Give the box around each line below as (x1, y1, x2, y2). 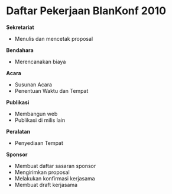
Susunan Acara (14, 81, 52, 88)
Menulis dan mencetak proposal (14, 35, 93, 42)
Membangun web (14, 110, 58, 117)
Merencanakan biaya (14, 58, 66, 65)
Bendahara (6, 46, 34, 54)
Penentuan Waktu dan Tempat (14, 87, 89, 94)
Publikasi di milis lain (14, 117, 66, 124)
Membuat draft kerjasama (14, 181, 78, 188)
